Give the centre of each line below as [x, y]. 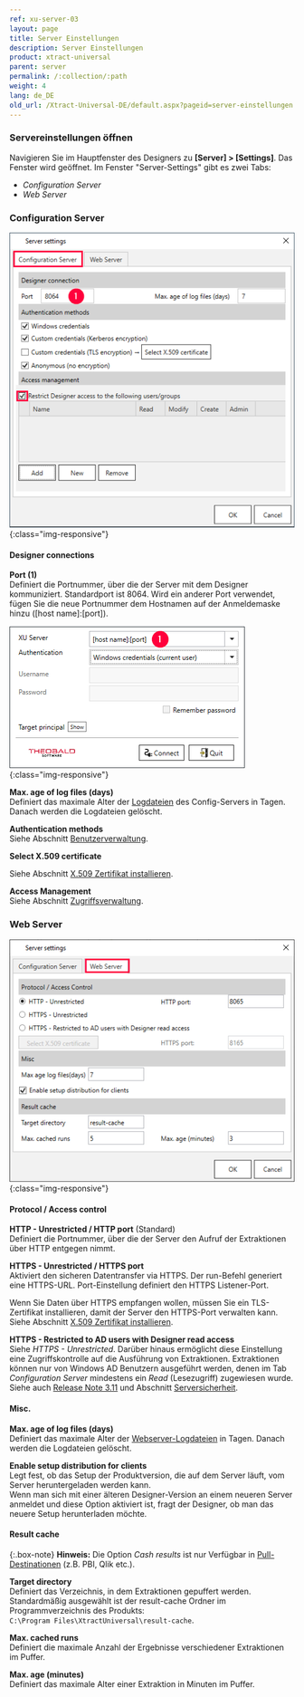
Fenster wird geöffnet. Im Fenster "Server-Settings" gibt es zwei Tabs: [140, 167]
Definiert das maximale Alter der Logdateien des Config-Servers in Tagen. [147, 802]
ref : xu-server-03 [44, 19]
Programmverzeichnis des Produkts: [77, 1610]
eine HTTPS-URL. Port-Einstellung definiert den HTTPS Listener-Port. [139, 1285]
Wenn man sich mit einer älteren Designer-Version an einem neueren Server [151, 1494]
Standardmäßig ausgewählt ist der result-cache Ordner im [118, 1601]
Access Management [51, 891]
